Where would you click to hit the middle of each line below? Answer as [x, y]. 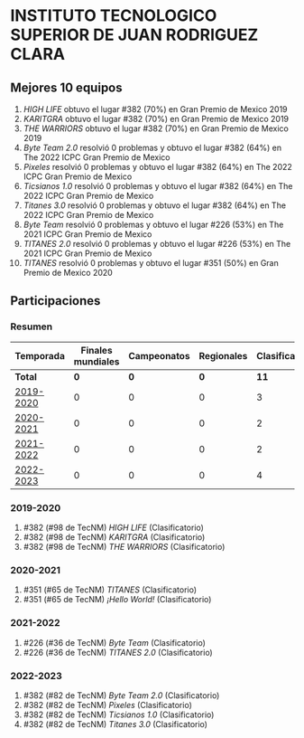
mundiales [97, 361]
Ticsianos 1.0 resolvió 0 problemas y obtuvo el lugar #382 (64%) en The [158, 186]
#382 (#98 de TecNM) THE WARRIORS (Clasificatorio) [124, 546]
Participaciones [55, 301]
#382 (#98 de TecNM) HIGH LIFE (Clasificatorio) [113, 527]
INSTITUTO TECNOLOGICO [114, 16]
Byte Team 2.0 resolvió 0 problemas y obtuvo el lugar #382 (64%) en [152, 147]
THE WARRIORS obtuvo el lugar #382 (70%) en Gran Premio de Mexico [156, 128]
